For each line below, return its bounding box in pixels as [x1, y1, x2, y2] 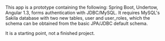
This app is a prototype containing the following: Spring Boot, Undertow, [5, 5, 158, 10]
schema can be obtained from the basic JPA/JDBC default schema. [5, 20, 148, 26]
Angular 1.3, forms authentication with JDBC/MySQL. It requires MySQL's [5, 10, 160, 16]
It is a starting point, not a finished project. [5, 30, 95, 36]
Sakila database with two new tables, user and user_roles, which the [5, 15, 150, 21]
